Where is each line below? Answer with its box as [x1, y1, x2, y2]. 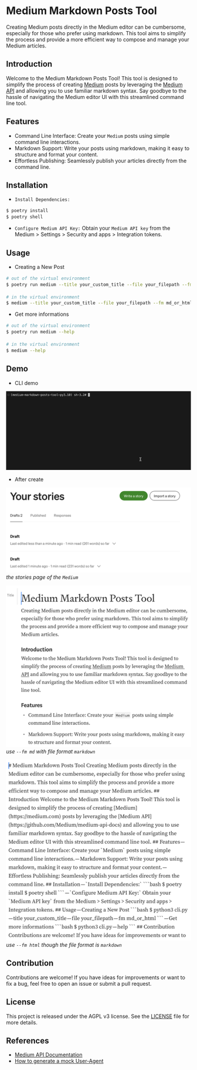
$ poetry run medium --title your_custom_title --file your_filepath [6, 281, 180, 288]
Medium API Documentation [14, 1051, 83, 1058]
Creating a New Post [14, 263, 64, 270]
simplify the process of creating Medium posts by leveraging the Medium [6, 81, 183, 88]
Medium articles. [6, 42, 47, 49]
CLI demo [14, 379, 39, 386]
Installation [6, 180, 48, 190]
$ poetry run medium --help [6, 329, 75, 335]
